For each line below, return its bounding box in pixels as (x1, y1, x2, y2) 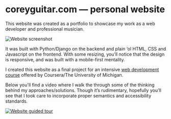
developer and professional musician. (5, 26, 84, 32)
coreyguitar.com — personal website (5, 4, 165, 15)
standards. (5, 98, 28, 104)
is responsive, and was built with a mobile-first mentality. (5, 56, 125, 62)
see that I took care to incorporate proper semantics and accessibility (5, 92, 152, 99)
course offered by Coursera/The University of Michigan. (5, 72, 124, 78)
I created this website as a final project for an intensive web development (5, 66, 159, 73)
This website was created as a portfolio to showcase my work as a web (5, 20, 155, 27)
